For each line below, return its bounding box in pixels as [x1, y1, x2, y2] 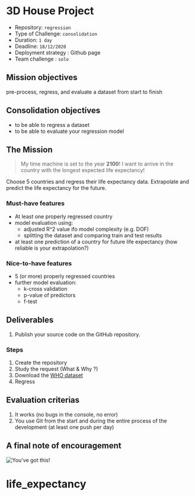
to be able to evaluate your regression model [14, 128, 124, 135]
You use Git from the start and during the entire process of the [14, 417, 167, 424]
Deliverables [6, 315, 54, 325]
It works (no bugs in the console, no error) [14, 411, 119, 418]
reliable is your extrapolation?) [14, 244, 89, 252]
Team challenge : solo [14, 55, 69, 62]
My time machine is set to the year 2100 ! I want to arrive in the [20, 160, 174, 167]
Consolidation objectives [6, 106, 101, 116]
